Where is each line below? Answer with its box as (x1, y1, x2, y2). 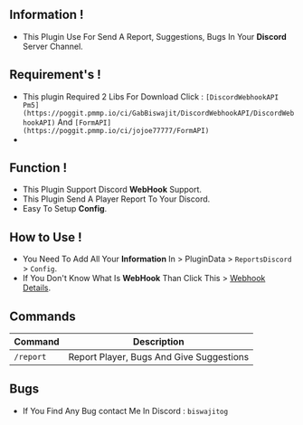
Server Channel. (22, 41, 83, 52)
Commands (9, 308, 77, 324)
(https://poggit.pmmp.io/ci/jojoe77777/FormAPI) (22, 126, 210, 135)
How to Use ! (9, 230, 83, 245)
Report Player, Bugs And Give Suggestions (68, 351, 250, 364)
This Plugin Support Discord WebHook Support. (22, 184, 202, 195)
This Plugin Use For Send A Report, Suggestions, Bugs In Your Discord (22, 31, 287, 42)
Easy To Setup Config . (22, 203, 108, 214)
